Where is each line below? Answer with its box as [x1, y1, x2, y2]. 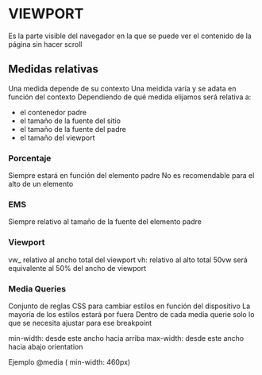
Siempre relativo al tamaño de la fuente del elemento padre [8, 217, 202, 226]
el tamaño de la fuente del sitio [19, 116, 121, 126]
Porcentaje [8, 153, 52, 164]
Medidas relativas [8, 63, 99, 76]
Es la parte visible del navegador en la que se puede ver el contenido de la [8, 31, 252, 41]
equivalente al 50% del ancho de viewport [8, 263, 147, 273]
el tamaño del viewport [19, 133, 95, 142]
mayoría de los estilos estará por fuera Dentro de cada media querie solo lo [8, 309, 255, 319]
